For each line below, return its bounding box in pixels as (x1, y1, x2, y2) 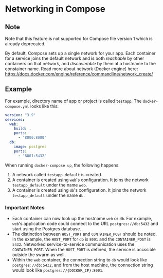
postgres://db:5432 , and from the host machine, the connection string (12, 262, 153, 268)
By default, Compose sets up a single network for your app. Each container (5, 50, 156, 56)
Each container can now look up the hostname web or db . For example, (12, 215, 152, 221)
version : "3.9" (5, 112, 36, 117)
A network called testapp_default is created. (12, 171, 103, 177)
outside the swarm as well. (12, 252, 66, 258)
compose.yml (5, 104, 29, 109)
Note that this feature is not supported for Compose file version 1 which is (5, 36, 153, 41)
